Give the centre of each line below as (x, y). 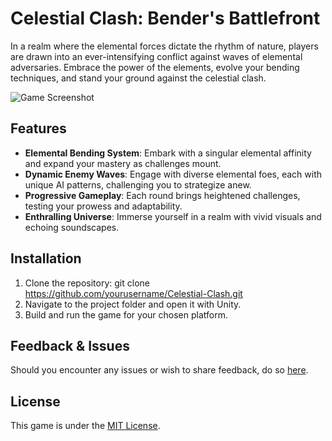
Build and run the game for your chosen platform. (126, 314)
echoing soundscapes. (72, 227)
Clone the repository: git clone (87, 283)
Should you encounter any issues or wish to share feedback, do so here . (159, 370)
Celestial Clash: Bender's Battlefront (165, 18)
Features (38, 128)
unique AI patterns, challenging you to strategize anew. (138, 184)
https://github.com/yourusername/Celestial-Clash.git (133, 293)
